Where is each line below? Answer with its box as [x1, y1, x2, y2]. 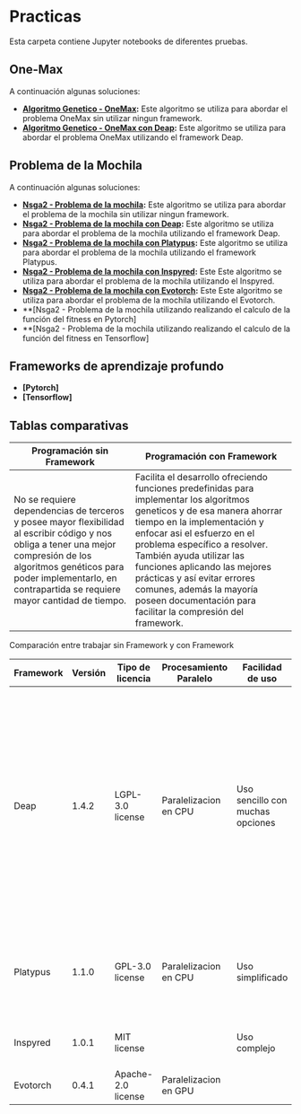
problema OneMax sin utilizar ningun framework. [21, 112, 203, 123]
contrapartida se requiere [13, 583, 121, 596]
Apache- [114, 1068, 154, 1081]
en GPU [161, 1084, 194, 1097]
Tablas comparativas [9, 417, 129, 433]
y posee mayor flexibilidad [13, 516, 125, 529]
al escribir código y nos [13, 527, 113, 539]
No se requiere [13, 494, 76, 506]
